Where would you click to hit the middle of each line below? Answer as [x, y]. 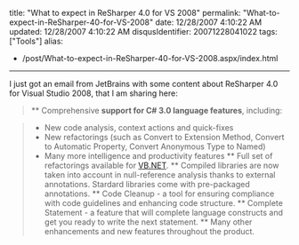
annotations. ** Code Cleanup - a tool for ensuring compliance [159, 194]
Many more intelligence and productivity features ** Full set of [158, 156]
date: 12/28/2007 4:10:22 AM [209, 22]
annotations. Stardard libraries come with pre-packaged [147, 184]
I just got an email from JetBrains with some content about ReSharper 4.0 [144, 84]
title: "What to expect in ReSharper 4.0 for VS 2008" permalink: [125, 13]
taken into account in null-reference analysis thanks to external [160, 175]
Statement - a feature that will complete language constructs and [163, 213]
